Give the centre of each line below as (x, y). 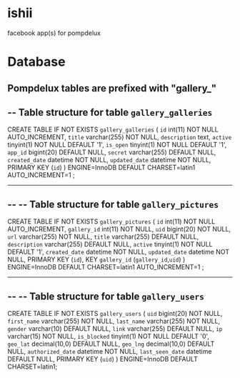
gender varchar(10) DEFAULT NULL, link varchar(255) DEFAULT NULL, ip (115, 328)
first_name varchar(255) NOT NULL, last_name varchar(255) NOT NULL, (114, 321)
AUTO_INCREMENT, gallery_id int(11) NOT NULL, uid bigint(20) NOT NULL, (119, 229)
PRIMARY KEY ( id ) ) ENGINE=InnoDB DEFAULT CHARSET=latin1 (101, 168)
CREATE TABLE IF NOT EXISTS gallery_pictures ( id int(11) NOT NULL (111, 222)
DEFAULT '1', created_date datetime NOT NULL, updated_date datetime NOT (119, 252)
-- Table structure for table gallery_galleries (110, 112)
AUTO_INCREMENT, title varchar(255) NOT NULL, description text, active (120, 137)
